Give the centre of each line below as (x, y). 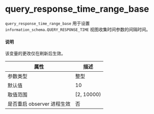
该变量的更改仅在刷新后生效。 (35, 54)
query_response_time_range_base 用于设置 (47, 23)
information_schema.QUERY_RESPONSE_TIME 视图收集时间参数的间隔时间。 (78, 29)
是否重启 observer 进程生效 (39, 104)
